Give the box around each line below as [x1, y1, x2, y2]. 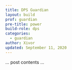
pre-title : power [5, 21, 42, 27]
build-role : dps [5, 26, 40, 31]
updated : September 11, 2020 [5, 45, 67, 50]
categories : [5, 31, 30, 36]
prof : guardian [5, 17, 38, 22]
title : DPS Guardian [5, 7, 49, 13]
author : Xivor [5, 41, 35, 46]
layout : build [5, 12, 35, 17]
